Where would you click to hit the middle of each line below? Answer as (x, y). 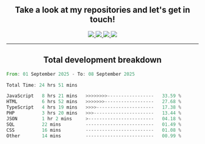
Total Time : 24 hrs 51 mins (42, 85)
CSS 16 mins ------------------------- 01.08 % (94, 130)
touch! (103, 20)
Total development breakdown (103, 60)
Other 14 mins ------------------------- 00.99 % (94, 136)
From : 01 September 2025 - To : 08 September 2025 (71, 74)
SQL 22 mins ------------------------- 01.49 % (94, 124)
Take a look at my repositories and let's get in (103, 10)
